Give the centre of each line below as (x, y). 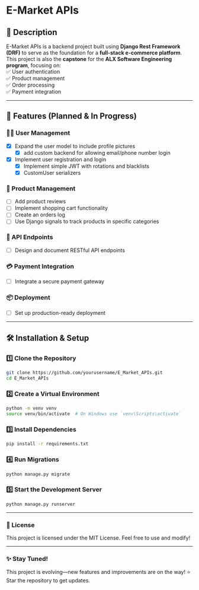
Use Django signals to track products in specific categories (87, 221)
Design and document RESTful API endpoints (70, 250)
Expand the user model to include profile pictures (75, 146)
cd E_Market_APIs (28, 378)
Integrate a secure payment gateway (60, 282)
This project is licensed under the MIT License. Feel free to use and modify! (98, 538)
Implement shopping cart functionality (61, 208)
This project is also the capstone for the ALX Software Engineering (89, 59)
